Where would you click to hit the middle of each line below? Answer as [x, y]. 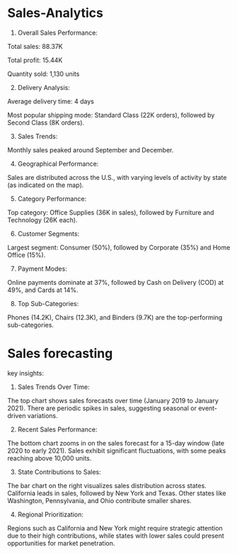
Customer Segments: [48, 233]
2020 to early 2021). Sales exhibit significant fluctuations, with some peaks [117, 451]
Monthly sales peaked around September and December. [91, 149]
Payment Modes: [42, 268]
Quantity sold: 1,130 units [44, 74]
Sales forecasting [60, 354]
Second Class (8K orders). [46, 123]
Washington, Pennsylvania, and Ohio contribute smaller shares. [100, 500]
